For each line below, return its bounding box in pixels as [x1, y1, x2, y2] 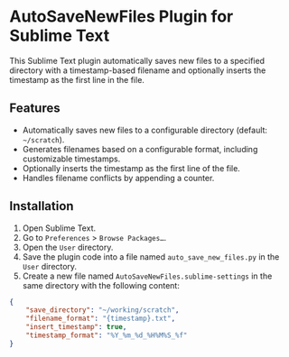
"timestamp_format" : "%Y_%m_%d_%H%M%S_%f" [25, 331, 188, 340]
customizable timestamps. [22, 153, 121, 164]
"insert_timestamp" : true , [25, 323, 127, 332]
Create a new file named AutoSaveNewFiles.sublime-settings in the [22, 270, 273, 281]
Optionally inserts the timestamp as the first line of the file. [22, 162, 241, 173]
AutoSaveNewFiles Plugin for [9, 6, 234, 27]
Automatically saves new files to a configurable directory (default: [22, 124, 268, 135]
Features [9, 101, 61, 116]
